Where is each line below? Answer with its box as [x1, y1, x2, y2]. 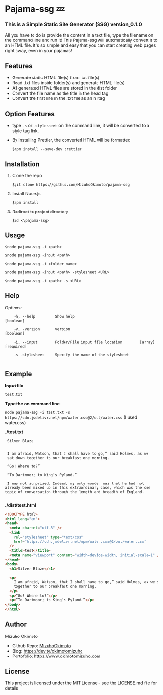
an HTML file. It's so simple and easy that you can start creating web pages [5, 42, 156, 48]
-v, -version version [14, 327, 70, 332]
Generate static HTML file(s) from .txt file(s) [12, 75, 100, 81]
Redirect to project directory [12, 209, 69, 214]
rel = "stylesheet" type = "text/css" [14, 535, 83, 540]
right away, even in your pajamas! [5, 48, 72, 54]
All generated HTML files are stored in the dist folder [12, 85, 117, 91]
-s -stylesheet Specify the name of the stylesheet [14, 352, 130, 357]
